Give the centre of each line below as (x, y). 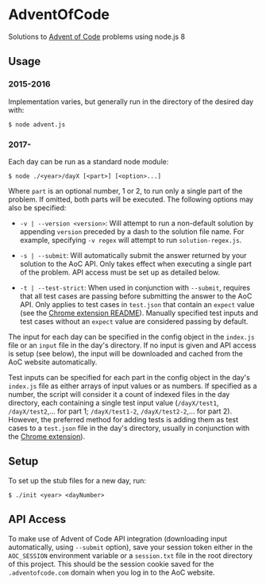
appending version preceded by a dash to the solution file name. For (132, 231)
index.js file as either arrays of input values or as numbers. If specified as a (133, 386)
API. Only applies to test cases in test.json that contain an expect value (137, 304)
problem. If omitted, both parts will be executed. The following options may (131, 199)
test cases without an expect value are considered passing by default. (134, 321)
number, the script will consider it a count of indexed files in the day (119, 394)
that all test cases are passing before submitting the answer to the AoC (136, 296)
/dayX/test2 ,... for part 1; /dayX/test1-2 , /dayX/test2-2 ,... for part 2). (120, 411)
